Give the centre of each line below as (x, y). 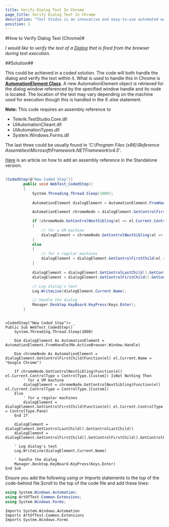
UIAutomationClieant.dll (37, 124)
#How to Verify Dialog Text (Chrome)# (45, 38)
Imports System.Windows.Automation (43, 511)
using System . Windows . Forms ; (36, 502)
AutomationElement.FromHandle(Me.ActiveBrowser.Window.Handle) (73, 345)
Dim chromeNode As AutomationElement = (56, 354)
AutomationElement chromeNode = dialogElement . (83, 212)
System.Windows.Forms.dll (41, 135)
